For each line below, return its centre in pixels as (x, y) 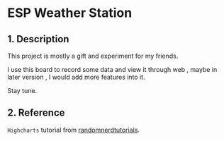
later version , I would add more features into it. (76, 77)
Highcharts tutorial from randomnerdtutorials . (74, 130)
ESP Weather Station (70, 13)
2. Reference (36, 113)
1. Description (38, 39)
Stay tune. (22, 91)
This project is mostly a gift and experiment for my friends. (93, 56)
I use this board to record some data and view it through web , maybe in (112, 69)
